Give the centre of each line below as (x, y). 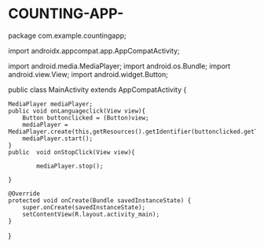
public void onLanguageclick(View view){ (77, 111)
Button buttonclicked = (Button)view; (86, 118)
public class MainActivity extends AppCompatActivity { (97, 89)
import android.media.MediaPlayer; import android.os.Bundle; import (119, 66)
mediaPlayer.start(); (57, 139)
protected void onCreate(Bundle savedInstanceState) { (100, 200)
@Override (24, 194)
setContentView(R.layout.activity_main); (91, 214)
